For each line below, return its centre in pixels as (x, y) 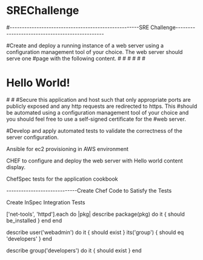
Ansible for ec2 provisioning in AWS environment (68, 148)
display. (16, 167)
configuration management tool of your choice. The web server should (95, 52)
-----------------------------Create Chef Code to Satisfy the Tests (89, 190)
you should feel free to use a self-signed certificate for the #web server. (96, 119)
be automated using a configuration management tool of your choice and (98, 112)
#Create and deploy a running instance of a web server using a (85, 45)
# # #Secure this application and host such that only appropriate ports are (98, 99)
